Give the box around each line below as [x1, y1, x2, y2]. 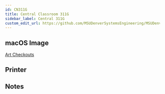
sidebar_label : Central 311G [5, 16, 65, 21]
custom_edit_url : [5, 20, 41, 26]
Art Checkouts [5, 52, 34, 57]
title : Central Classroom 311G [5, 12, 69, 17]
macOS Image [5, 38, 49, 47]
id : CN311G [5, 7, 27, 12]
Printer [5, 66, 27, 74]
